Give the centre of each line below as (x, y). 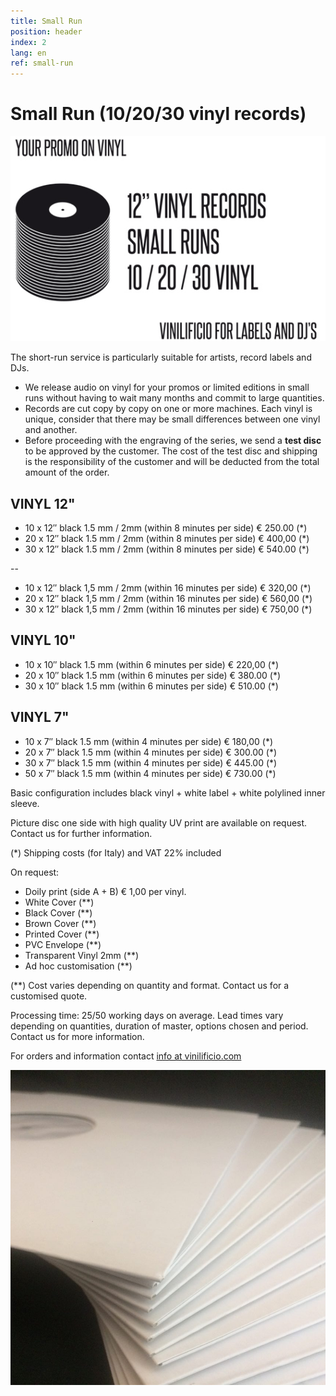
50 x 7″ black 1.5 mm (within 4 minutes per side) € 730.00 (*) (150, 773)
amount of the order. (67, 472)
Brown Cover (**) (60, 923)
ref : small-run (42, 63)
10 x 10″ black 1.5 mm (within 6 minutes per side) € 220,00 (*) (152, 664)
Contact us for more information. (77, 1036)
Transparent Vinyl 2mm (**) (82, 955)
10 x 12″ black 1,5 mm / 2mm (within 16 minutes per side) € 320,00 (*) (168, 587)
